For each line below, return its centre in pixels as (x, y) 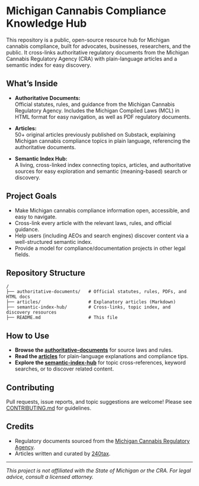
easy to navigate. (36, 217)
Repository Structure (46, 273)
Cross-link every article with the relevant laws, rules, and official (93, 223)
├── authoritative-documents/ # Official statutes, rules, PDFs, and (96, 292)
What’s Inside (32, 84)
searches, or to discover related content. (64, 369)
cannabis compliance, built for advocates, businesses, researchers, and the (99, 46)
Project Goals (32, 196)
